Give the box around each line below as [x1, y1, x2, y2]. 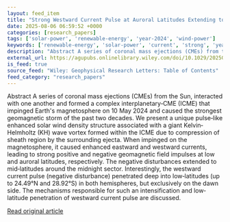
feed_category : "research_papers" [7, 73, 106, 81]
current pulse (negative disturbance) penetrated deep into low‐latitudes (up [7, 172, 220, 180]
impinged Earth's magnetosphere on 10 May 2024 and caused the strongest [7, 107, 222, 115]
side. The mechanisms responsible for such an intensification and [7, 186, 193, 195]
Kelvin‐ [183, 121, 203, 130]
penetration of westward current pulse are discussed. [29, 194, 181, 202]
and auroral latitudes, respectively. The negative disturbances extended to [7, 158, 217, 166]
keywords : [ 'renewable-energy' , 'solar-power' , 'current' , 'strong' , [7, 42, 210, 48]
